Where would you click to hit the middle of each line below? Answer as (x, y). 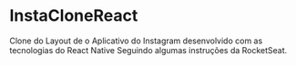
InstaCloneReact (74, 16)
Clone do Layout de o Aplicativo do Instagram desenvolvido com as (136, 41)
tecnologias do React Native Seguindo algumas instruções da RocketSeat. (148, 50)
